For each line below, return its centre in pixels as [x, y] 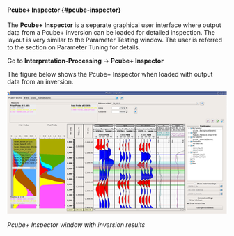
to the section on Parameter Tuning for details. [74, 47]
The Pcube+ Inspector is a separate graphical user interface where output [114, 25]
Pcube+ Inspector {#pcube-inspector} [64, 10]
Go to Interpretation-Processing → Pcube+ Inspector [85, 61]
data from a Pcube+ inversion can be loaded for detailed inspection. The [111, 33]
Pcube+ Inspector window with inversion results [76, 225]
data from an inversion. [40, 82]
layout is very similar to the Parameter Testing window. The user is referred [115, 40]
